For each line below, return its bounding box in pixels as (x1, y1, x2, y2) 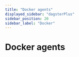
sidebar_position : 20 (5, 16, 49, 21)
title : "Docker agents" (5, 7, 53, 12)
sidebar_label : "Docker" (5, 20, 55, 26)
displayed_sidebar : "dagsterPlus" (5, 12, 75, 17)
